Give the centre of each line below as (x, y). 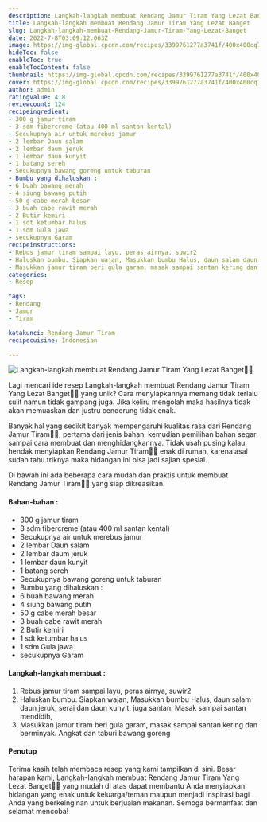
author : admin (32, 90)
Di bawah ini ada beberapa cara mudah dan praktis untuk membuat (118, 475)
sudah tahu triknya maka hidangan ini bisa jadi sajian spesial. (108, 460)
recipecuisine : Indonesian (53, 340)
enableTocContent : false (49, 68)
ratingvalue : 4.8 (37, 97)
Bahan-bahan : (33, 501)
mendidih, (36, 716)
